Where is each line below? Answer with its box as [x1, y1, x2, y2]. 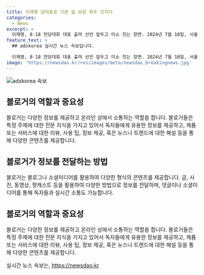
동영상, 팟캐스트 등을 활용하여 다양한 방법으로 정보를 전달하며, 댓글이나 [14, 181, 181, 189]
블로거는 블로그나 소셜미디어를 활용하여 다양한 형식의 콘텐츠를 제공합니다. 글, [6, 174, 189, 181]
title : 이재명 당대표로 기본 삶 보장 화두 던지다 [6, 9, 113, 15]
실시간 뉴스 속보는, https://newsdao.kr [6, 262, 99, 269]
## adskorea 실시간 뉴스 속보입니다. [12, 43, 95, 49]
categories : [6, 15, 37, 21]
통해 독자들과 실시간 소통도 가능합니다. [22, 189, 114, 196]
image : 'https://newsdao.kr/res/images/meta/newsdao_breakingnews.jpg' [6, 59, 192, 66]
